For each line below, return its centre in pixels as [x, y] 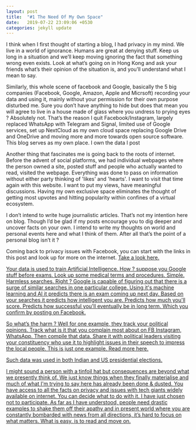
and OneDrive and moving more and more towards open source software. [95, 137]
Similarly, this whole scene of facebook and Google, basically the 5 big [91, 87]
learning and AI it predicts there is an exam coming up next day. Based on [95, 294]
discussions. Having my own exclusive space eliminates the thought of [91, 191]
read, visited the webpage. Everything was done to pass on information [92, 173]
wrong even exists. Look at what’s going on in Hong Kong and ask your [92, 63]
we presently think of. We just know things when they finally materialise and [97, 377]
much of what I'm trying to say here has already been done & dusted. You [95, 384]
